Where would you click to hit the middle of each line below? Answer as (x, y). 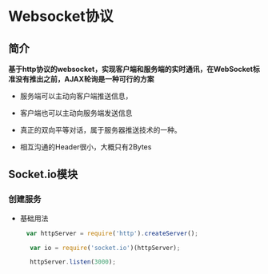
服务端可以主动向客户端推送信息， (76, 96)
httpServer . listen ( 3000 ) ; (72, 262)
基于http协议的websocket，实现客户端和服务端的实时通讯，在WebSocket (131, 69)
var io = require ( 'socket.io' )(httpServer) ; (105, 248)
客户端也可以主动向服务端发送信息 (76, 113)
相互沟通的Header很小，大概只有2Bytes (86, 147)
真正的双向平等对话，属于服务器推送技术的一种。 (100, 130)
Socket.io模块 (43, 175)
